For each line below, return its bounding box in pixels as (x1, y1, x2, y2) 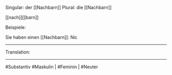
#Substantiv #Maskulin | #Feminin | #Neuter (5, 64, 98, 70)
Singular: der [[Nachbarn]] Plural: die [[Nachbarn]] (5, 5, 112, 10)
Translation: (5, 49, 30, 55)
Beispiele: (5, 24, 26, 30)
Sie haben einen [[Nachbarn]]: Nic (5, 34, 78, 40)
